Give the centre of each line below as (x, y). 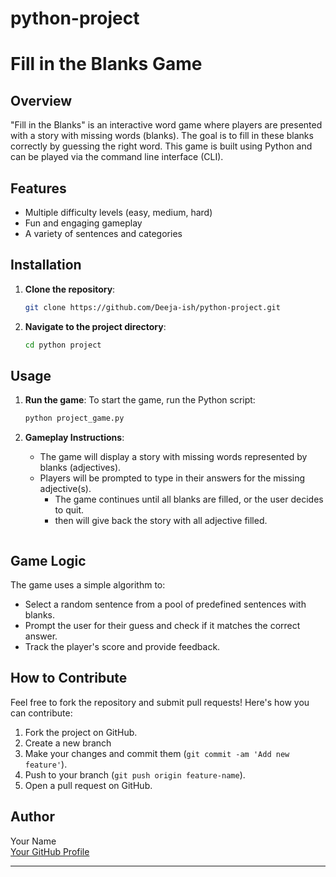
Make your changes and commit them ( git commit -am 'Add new (157, 753)
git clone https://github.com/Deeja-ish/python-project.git (152, 307)
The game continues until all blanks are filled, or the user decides (189, 499)
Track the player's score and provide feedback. (122, 647)
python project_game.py (74, 418)
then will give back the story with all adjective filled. (161, 521)
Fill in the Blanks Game (106, 64)
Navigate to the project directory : (95, 326)
